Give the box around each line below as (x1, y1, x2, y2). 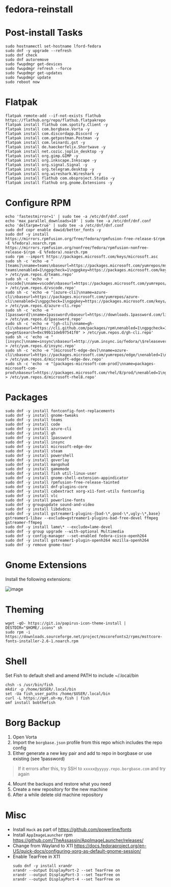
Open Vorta (12, 733, 37, 740)
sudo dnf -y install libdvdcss (5, 506, 72, 512)
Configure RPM (5, 197, 71, 209)
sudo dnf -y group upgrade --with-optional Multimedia (5, 529, 124, 534)
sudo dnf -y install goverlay (5, 458, 70, 463)
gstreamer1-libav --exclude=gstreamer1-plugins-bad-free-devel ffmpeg (5, 515, 158, 521)
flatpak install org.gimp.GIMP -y (5, 154, 79, 159)
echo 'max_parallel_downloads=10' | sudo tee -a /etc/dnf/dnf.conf (5, 218, 152, 223)
